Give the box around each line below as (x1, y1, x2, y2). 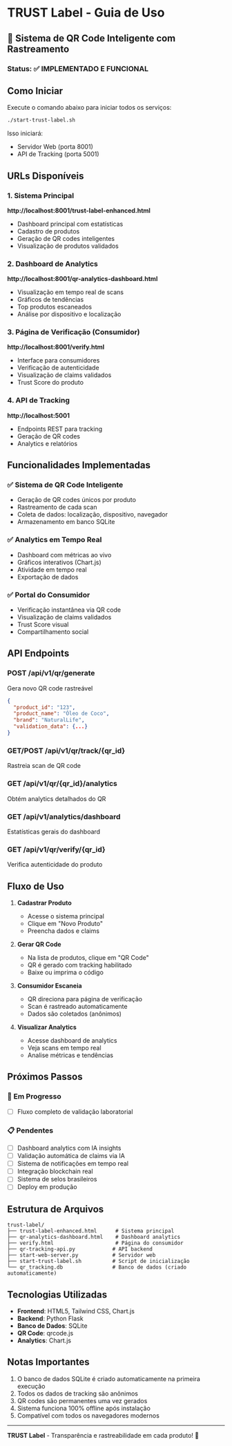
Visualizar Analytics (17, 1023, 77, 1031)
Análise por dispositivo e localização (17, 310, 122, 318)
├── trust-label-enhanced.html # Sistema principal (7, 1228, 175, 1235)
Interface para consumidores (17, 356, 100, 365)
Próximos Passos (7, 1071, 83, 1083)
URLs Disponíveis (7, 170, 84, 182)
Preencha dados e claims (27, 927, 100, 935)
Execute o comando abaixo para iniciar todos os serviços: (7, 104, 172, 112)
